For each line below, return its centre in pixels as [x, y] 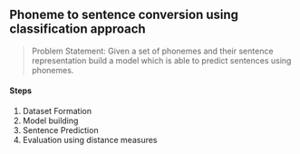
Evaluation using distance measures [90, 140]
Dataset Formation [57, 111]
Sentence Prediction [60, 130]
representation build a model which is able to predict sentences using [161, 60]
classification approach [78, 29]
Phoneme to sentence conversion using [124, 15]
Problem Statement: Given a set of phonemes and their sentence [152, 51]
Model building [50, 120]
